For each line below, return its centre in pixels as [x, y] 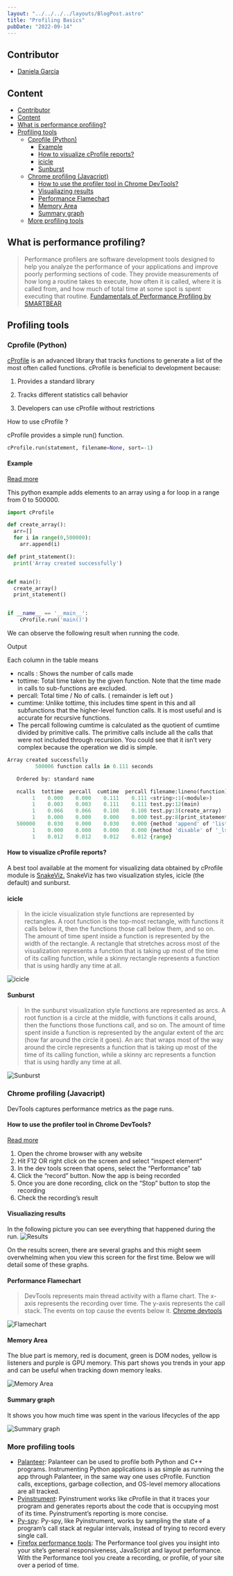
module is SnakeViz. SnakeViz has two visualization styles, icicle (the [106, 875]
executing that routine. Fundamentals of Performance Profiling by [118, 296]
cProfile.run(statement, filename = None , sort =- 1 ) [80, 448]
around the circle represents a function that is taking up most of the [120, 1047]
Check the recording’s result [58, 1197]
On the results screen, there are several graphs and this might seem [104, 1250]
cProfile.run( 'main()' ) [54, 620]
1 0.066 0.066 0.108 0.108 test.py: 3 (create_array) [127, 811]
